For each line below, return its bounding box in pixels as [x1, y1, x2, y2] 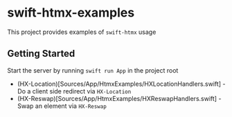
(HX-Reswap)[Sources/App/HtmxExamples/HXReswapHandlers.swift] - [17, 94, 222, 102]
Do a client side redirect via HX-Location [17, 87, 132, 95]
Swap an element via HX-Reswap [17, 102, 107, 110]
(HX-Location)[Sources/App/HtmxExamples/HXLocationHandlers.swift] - [17, 80, 226, 88]
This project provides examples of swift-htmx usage [7, 28, 157, 36]
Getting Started [7, 48, 75, 60]
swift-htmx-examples [7, 5, 135, 21]
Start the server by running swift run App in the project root [7, 66, 179, 74]
